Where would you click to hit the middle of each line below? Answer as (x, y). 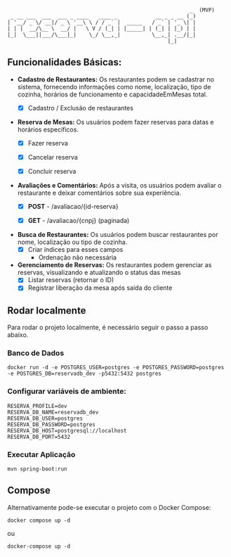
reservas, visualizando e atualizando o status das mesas (99, 273)
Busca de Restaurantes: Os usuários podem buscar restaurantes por (118, 235)
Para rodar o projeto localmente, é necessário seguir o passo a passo (108, 328)
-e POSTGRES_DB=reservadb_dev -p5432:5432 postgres (84, 374)
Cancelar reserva (53, 157)
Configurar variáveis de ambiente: (67, 392)
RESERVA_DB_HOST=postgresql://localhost (67, 430)
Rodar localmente (47, 310)
